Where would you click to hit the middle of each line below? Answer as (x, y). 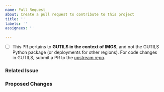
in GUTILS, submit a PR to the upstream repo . (59, 58)
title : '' (15, 19)
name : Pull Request (25, 10)
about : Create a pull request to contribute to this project (70, 14)
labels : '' (16, 24)
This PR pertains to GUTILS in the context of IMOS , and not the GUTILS (86, 47)
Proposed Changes (29, 84)
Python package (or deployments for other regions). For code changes (85, 52)
